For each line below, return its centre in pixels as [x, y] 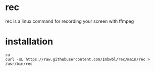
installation [29, 42]
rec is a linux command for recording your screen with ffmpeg [70, 21]
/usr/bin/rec [19, 64]
